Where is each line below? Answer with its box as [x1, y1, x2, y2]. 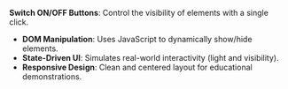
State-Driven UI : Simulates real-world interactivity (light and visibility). [21, 53, 279, 63]
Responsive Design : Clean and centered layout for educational [21, 62, 253, 72]
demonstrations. [21, 71, 82, 82]
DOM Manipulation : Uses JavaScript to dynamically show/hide [21, 34, 253, 44]
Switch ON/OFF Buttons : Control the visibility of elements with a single [9, 8, 269, 18]
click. [9, 17, 29, 27]
